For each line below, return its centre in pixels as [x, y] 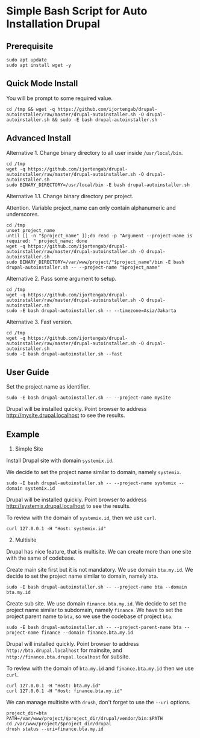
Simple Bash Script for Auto [77, 11]
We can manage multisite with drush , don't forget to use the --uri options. [98, 702]
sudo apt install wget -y [39, 65]
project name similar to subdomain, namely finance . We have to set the [94, 610]
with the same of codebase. [41, 558]
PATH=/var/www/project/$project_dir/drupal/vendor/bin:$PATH [85, 719]
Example [23, 434]
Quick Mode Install [42, 83]
